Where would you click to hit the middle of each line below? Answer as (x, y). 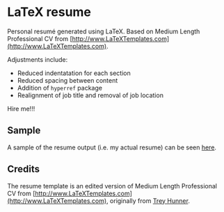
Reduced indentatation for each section (74, 73)
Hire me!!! (21, 108)
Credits (24, 169)
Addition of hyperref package (60, 88)
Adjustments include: (38, 59)
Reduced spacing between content (67, 80)
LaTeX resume (49, 12)
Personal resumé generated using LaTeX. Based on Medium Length (104, 31)
